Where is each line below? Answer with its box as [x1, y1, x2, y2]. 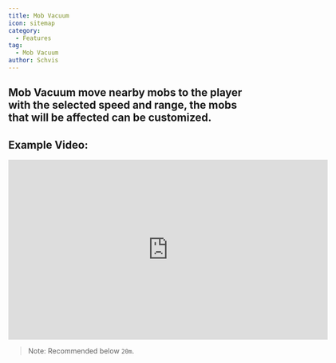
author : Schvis [8, 57, 59, 65]
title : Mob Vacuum [8, 11, 69, 20]
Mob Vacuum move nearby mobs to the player [8, 86, 243, 100]
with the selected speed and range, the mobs [8, 98, 238, 112]
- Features [15, 34, 52, 42]
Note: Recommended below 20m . [27, 346, 135, 356]
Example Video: [8, 138, 89, 152]
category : [8, 26, 42, 34]
